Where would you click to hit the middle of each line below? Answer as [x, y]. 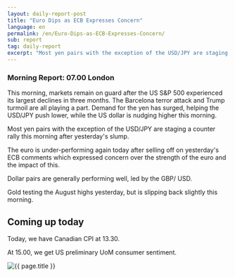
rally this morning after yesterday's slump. [68, 136]
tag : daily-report [34, 46]
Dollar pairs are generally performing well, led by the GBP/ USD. [100, 179]
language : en [26, 27]
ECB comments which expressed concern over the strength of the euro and [117, 157]
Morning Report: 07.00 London [61, 77]
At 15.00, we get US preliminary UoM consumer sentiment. [92, 252]
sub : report [25, 40]
